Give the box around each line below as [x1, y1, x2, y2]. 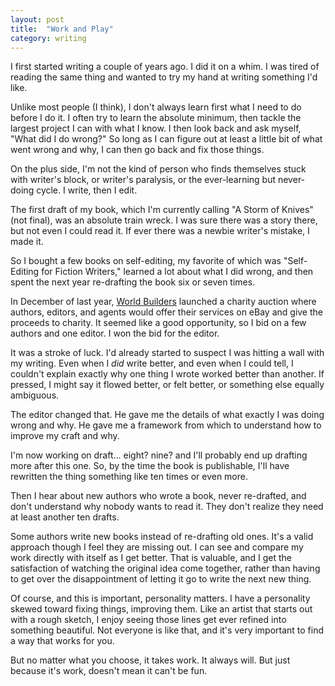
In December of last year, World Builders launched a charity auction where [10, 296, 317, 308]
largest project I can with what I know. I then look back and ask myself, [10, 122, 302, 135]
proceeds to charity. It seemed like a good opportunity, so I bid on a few [10, 317, 307, 329]
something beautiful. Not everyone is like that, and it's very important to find [10, 624, 325, 636]
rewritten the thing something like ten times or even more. [10, 471, 248, 483]
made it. [10, 236, 44, 248]
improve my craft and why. [10, 430, 120, 442]
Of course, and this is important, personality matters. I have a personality [10, 592, 311, 605]
